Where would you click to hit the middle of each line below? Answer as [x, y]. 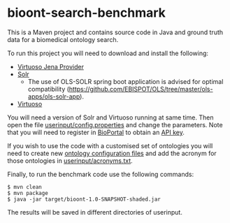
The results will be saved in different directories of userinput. [95, 212]
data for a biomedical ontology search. [63, 39]
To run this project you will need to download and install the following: [108, 53]
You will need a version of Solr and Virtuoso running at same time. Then [110, 117]
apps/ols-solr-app [54, 96]
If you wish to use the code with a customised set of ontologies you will [110, 145]
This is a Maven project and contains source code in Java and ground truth [115, 32]
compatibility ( [49, 89]
